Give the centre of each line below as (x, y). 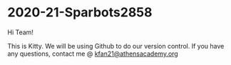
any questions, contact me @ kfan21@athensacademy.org (93, 54)
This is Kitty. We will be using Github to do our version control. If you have (116, 46)
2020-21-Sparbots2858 (80, 12)
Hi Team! (21, 32)
